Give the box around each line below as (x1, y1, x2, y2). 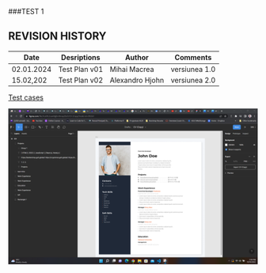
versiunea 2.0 (170, 75, 216, 85)
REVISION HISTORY (8, 29, 107, 43)
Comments (174, 53, 212, 63)
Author (125, 53, 149, 63)
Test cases (8, 93, 44, 102)
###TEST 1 (8, 7, 44, 16)
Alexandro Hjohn (109, 75, 165, 85)
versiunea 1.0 (170, 64, 216, 74)
